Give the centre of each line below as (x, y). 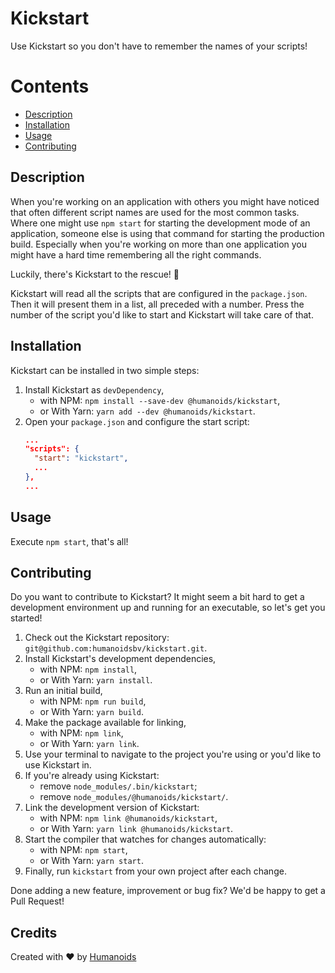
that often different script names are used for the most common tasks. (155, 212)
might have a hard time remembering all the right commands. (136, 254)
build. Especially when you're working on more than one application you (159, 244)
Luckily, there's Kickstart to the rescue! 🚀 (95, 274)
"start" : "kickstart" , (81, 458)
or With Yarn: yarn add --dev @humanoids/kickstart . (147, 411)
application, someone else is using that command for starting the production (167, 233)
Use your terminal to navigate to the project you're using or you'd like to (173, 754)
